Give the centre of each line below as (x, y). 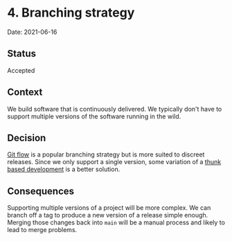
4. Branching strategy (71, 13)
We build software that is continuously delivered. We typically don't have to (115, 109)
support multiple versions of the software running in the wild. (94, 116)
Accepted (21, 70)
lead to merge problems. (42, 230)
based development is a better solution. (64, 169)
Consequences (41, 191)
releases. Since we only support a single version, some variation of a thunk (114, 162)
